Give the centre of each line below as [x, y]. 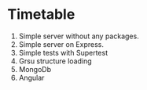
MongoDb [35, 69]
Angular [31, 77]
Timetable [41, 14]
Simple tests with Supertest [63, 52]
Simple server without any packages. [79, 36]
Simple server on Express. [61, 44]
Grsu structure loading [55, 61]
